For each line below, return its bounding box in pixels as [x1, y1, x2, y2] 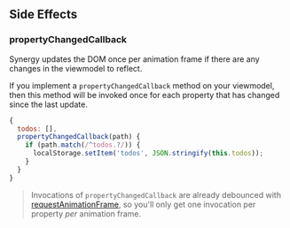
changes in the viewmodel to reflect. [9, 63, 143, 73]
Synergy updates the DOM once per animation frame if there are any [9, 53, 260, 65]
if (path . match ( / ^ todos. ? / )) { [25, 141, 141, 149]
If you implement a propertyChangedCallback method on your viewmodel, [9, 80, 275, 91]
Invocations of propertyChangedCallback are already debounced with [30, 189, 282, 200]
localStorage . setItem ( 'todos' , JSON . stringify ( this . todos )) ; [32, 149, 264, 158]
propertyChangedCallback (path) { [17, 133, 141, 141]
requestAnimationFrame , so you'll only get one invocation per [30, 199, 256, 209]
